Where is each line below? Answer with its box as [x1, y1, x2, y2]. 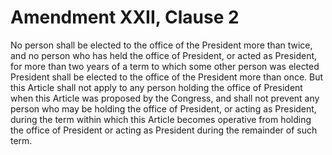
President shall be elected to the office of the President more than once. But [10, 71, 324, 83]
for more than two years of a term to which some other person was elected [10, 60, 320, 72]
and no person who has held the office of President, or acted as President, [10, 49, 318, 61]
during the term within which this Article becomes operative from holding [10, 113, 312, 125]
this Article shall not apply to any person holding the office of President [10, 81, 303, 93]
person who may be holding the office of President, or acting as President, [10, 102, 317, 115]
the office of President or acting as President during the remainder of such [10, 124, 318, 136]
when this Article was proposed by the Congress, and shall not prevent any [10, 92, 320, 104]
